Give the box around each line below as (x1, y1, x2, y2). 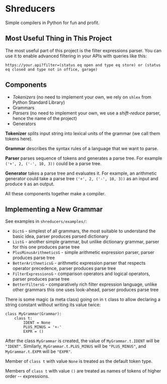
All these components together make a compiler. (5, 190, 106, 196)
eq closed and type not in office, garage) (5, 67, 98, 72)
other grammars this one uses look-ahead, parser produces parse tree (12, 287, 159, 293)
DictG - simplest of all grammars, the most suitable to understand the (12, 228, 156, 234)
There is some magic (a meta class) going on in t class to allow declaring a (5, 297, 161, 303)
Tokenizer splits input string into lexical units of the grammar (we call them (5, 130, 160, 136)
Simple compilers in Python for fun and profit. (5, 20, 100, 26)
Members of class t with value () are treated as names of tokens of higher (5, 368, 161, 374)
